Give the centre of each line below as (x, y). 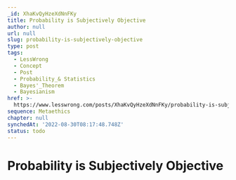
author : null (26, 27)
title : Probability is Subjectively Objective (77, 20)
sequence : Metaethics (39, 111)
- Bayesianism (34, 92)
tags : (15, 53)
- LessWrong (31, 60)
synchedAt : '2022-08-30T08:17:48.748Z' (66, 124)
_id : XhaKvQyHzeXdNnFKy (42, 14)
